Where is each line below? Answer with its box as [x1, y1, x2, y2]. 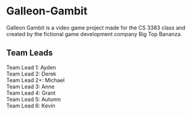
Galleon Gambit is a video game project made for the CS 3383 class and [6, 24, 186, 31]
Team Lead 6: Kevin [6, 102, 55, 109]
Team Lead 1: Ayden [6, 64, 56, 71]
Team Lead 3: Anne [6, 83, 55, 90]
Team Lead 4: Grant [6, 89, 56, 97]
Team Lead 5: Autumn [6, 95, 61, 103]
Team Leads [6, 48, 53, 58]
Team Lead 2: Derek [6, 70, 57, 77]
